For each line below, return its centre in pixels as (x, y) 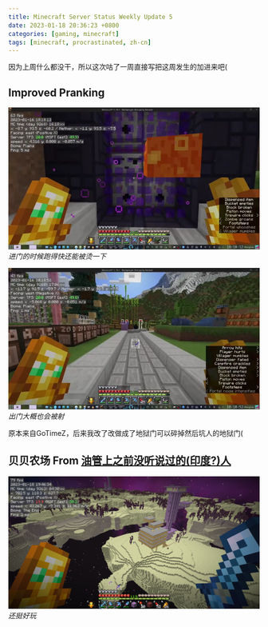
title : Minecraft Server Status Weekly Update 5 (91, 17)
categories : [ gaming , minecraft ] (64, 34)
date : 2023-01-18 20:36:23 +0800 (64, 25)
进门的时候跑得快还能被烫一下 (57, 256)
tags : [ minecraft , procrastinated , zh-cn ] (80, 42)
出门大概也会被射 (36, 417)
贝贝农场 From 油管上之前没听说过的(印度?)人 (120, 461)
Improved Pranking (57, 92)
